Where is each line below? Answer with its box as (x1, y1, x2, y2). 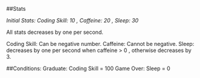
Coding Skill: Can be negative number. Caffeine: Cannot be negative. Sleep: (6, 41, 195, 47)
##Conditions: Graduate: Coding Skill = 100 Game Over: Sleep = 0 (6, 65, 170, 72)
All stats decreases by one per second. (6, 28, 104, 36)
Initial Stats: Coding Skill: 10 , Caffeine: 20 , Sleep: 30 (6, 17, 139, 24)
